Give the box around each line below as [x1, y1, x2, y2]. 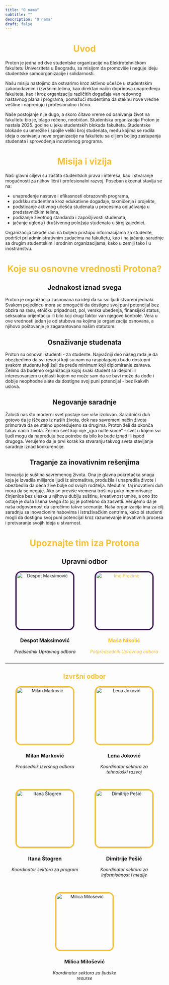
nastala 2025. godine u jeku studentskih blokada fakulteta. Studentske [5, 122, 151, 128]
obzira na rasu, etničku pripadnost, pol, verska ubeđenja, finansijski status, [5, 307, 160, 313]
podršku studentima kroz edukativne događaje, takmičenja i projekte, [12, 199, 156, 205]
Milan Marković [25, 752, 64, 759]
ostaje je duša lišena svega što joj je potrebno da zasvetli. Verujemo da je [5, 498, 157, 504]
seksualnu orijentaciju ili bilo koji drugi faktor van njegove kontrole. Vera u [5, 313, 158, 319]
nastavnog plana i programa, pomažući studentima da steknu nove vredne [5, 96, 159, 102]
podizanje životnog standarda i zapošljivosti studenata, [12, 215, 127, 221]
